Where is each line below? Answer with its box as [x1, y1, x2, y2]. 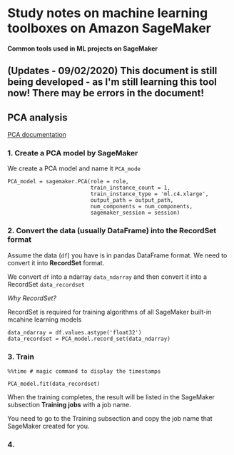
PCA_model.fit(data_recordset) [7, 380, 101, 387]
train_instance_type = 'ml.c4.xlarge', [90, 190, 209, 198]
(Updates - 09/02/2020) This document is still [7, 65, 218, 77]
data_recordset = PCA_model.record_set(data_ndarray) [7, 335, 171, 342]
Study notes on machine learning [7, 5, 208, 21]
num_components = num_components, [90, 203, 193, 210]
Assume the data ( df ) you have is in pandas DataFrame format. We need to [7, 251, 228, 260]
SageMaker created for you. [7, 421, 90, 430]
